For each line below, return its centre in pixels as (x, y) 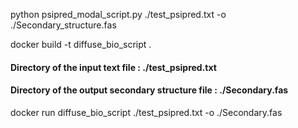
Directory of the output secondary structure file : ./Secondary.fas (149, 90)
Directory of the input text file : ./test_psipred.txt (113, 67)
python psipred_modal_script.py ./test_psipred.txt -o (118, 14)
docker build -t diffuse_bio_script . (81, 44)
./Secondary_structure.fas (63, 25)
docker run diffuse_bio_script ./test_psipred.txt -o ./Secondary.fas (146, 112)
